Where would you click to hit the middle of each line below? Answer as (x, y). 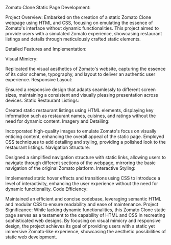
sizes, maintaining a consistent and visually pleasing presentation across (82, 95)
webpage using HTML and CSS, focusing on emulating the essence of (79, 23)
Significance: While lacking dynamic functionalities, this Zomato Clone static (86, 210)
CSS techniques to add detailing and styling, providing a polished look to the (86, 142)
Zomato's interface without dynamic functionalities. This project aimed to (82, 28)
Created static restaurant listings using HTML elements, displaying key (80, 110)
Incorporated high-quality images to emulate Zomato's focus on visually (81, 131)
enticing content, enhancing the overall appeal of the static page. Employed (85, 137)
